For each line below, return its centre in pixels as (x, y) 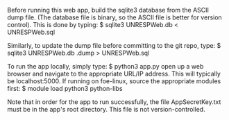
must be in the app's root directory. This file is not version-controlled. (107, 109)
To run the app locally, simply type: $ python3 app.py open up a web (105, 66)
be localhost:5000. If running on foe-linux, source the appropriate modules (114, 81)
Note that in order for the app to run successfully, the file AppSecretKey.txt (114, 102)
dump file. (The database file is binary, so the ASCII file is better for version (114, 17)
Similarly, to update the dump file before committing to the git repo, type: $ (114, 45)
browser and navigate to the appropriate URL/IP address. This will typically (114, 74)
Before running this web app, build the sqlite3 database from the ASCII (108, 10)
